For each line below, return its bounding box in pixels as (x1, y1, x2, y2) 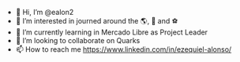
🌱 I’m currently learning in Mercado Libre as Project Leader (15, 27, 208, 37)
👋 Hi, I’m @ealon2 (15, 8, 74, 16)
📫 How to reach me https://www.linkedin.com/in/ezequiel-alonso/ (15, 45, 232, 54)
